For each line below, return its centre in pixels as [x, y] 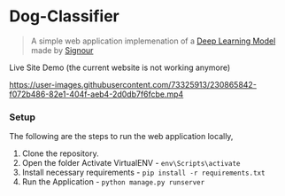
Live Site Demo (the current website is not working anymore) [120, 67]
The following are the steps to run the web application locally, [121, 137]
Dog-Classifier [64, 16]
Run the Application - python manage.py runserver [113, 182]
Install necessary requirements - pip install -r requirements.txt [143, 172]
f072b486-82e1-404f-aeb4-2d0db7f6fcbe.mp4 [96, 94]
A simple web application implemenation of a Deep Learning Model [153, 41]
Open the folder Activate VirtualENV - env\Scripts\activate [131, 163]
